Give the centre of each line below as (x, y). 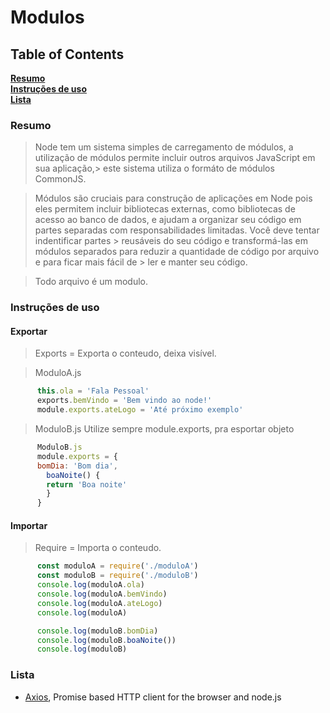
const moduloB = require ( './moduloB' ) (117, 576)
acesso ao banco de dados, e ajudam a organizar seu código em (168, 220)
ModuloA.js (58, 373)
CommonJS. (60, 179)
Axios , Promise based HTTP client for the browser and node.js (153, 697)
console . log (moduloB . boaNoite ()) (106, 640)
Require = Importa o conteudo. (98, 548)
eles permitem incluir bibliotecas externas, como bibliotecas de (165, 209)
